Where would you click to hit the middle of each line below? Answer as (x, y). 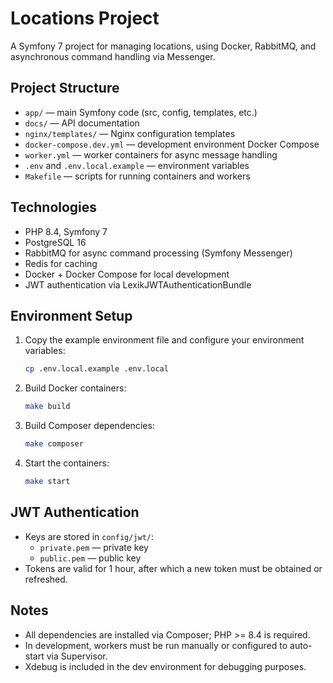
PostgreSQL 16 (55, 242)
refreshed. (46, 579)
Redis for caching (61, 263)
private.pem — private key (94, 547)
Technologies (54, 207)
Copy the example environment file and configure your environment (164, 340)
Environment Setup (71, 315)
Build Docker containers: (75, 388)
